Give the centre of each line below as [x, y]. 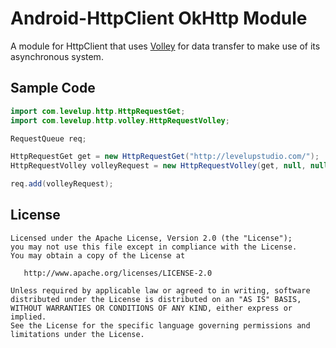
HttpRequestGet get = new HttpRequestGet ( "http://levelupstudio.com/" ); [165, 157]
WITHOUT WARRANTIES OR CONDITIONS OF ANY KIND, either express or [151, 308]
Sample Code [53, 88]
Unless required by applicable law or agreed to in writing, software [160, 290]
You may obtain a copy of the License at [98, 255]
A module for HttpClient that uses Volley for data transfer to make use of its [165, 46]
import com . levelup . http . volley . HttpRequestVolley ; [120, 120]
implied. [28, 317]
